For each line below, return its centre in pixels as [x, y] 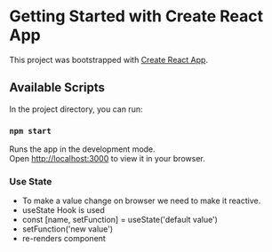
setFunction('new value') [68, 229]
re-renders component [64, 239]
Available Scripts [57, 87]
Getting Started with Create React [136, 16]
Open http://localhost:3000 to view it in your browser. [108, 159]
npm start [30, 131]
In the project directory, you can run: [76, 109]
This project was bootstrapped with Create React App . [109, 59]
